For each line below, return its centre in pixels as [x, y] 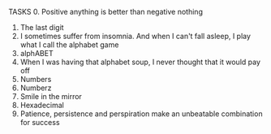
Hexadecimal [42, 105]
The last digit [42, 27]
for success [40, 122]
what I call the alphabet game [69, 45]
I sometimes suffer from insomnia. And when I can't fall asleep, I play [135, 36]
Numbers [36, 79]
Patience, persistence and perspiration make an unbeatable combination [141, 114]
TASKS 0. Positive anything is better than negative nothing [105, 12]
